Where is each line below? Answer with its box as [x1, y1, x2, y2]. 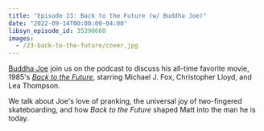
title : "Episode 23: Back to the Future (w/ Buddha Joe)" [8, 11, 207, 20]
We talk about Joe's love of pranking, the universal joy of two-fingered [8, 96, 243, 106]
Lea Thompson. [8, 81, 60, 91]
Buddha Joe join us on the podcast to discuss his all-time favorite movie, [8, 63, 250, 73]
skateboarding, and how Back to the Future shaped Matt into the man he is [8, 105, 256, 115]
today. [8, 113, 30, 123]
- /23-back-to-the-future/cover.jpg [15, 42, 138, 50]
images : [8, 34, 35, 43]
